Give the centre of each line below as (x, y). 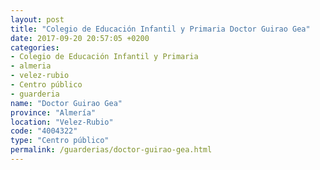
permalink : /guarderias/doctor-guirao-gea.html (111, 150)
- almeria (31, 66)
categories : (35, 47)
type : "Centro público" (60, 141)
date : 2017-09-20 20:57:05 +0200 (80, 38)
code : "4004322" (44, 131)
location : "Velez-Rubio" (62, 122)
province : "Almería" (53, 112)
